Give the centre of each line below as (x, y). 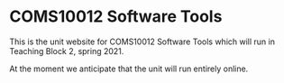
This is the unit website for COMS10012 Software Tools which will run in (142, 41)
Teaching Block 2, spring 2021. (67, 51)
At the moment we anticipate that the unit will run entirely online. (129, 69)
